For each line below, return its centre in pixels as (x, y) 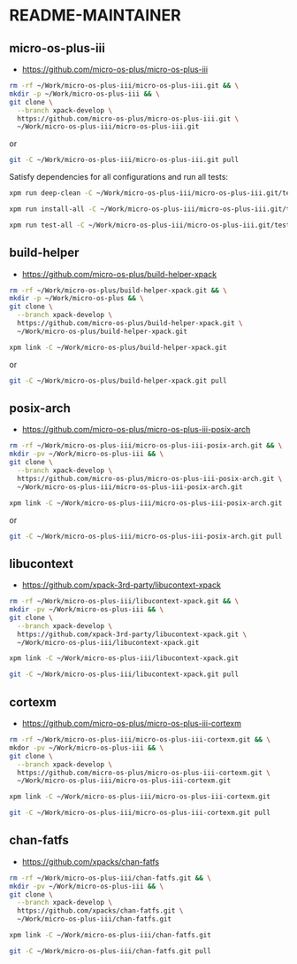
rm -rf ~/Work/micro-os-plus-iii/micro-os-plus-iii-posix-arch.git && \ (146, 446)
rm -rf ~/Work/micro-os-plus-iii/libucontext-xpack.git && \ (124, 602)
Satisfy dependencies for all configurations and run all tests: (118, 177)
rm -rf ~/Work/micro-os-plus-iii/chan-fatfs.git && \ (110, 878)
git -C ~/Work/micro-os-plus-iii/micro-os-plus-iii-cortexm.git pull (140, 813)
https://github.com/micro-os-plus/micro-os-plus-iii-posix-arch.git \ (150, 478)
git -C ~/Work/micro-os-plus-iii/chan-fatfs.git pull (110, 951)
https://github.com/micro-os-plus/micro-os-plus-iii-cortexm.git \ (144, 773)
